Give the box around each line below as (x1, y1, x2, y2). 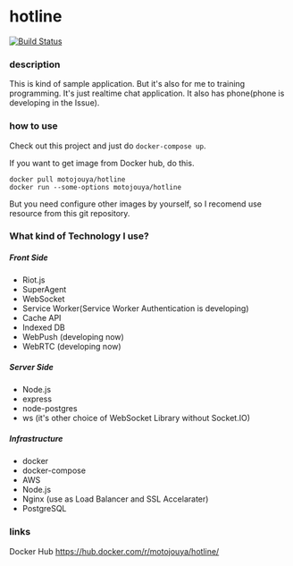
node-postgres (21, 403, 78, 414)
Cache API (21, 313, 62, 324)
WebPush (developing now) (21, 332, 125, 342)
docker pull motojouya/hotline (9, 174, 126, 184)
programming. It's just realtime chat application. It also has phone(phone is (9, 88, 285, 99)
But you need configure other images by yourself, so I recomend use (9, 199, 262, 209)
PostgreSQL (21, 503, 67, 514)
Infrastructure (9, 433, 63, 444)
